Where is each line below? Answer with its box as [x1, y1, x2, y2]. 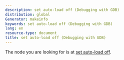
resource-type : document [5, 30, 57, 35]
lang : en [5, 26, 23, 31]
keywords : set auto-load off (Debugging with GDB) [5, 21, 113, 26]
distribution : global [5, 12, 50, 17]
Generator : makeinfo [5, 16, 48, 21]
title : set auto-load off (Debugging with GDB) [5, 35, 106, 40]
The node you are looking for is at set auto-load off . [5, 48, 111, 55]
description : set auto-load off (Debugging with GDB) [5, 7, 120, 12]
